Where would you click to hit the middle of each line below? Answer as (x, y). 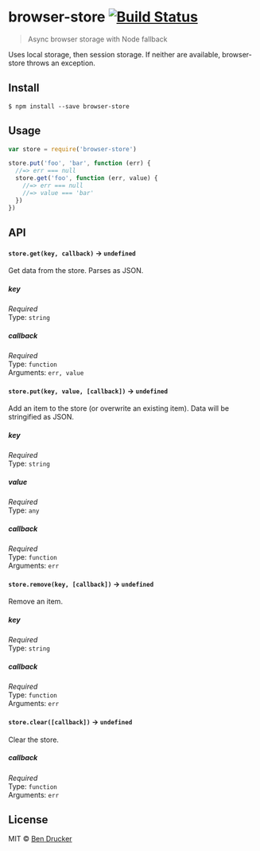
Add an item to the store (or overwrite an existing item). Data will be (118, 408)
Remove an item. (36, 602)
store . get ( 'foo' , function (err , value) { (87, 178)
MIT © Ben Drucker (41, 839)
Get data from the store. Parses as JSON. (76, 271)
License (28, 820)
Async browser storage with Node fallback (98, 39)
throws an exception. (61, 63)
